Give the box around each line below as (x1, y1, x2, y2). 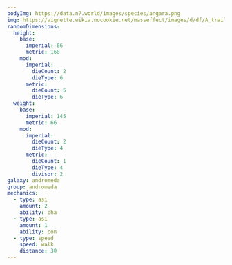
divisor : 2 (32, 170, 64, 177)
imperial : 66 (25, 42, 64, 49)
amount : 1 (19, 222, 48, 228)
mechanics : (7, 190, 39, 197)
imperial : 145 (25, 112, 67, 119)
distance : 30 (19, 248, 57, 255)
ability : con (19, 228, 57, 235)
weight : (13, 100, 36, 107)
